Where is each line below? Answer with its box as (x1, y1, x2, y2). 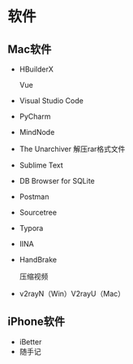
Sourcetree (19, 208, 58, 217)
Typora (19, 223, 44, 232)
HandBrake (19, 255, 58, 264)
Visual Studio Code (19, 96, 84, 106)
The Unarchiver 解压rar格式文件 (19, 144, 126, 154)
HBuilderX (19, 64, 54, 74)
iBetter (19, 336, 42, 346)
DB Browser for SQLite (19, 176, 95, 185)
